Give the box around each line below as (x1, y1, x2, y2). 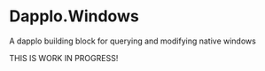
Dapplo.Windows (9, 6, 139, 27)
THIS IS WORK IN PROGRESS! (9, 52, 119, 63)
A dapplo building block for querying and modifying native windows (9, 35, 257, 46)
